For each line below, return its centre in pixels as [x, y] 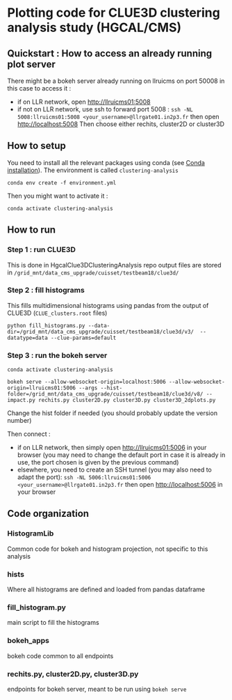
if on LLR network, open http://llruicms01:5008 [84, 102]
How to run [32, 230]
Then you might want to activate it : [58, 196]
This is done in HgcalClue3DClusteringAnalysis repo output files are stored [114, 265]
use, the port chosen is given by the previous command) [98, 462]
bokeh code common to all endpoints [60, 655]
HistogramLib [31, 534]
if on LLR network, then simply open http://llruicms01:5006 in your [112, 448]
